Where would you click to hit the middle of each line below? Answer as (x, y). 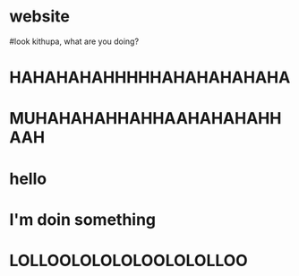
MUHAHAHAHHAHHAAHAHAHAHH (145, 119)
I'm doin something (83, 219)
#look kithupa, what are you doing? (74, 41)
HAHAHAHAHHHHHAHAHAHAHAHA (150, 78)
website (39, 17)
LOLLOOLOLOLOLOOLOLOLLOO (128, 260)
